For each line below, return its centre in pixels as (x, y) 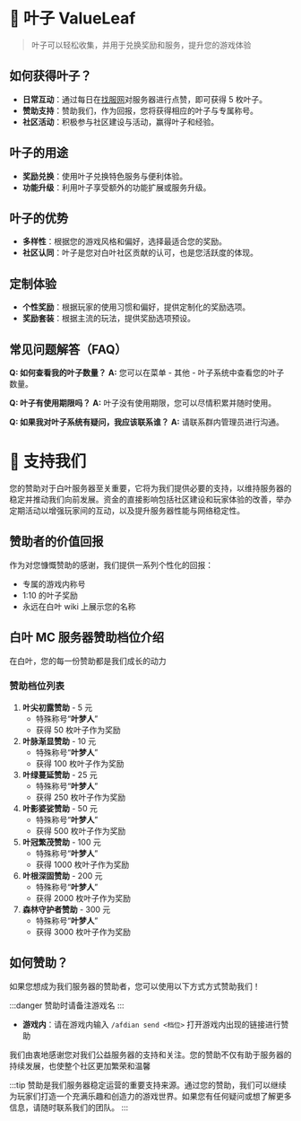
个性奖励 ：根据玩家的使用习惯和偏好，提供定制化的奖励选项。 (136, 307)
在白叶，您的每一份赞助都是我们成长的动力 (88, 661)
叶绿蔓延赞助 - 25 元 (60, 775)
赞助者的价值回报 (56, 542)
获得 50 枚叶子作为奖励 (78, 730)
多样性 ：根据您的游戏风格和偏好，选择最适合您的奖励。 (124, 241)
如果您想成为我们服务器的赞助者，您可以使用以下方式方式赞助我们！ (135, 986)
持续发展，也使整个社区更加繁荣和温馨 (80, 1065)
